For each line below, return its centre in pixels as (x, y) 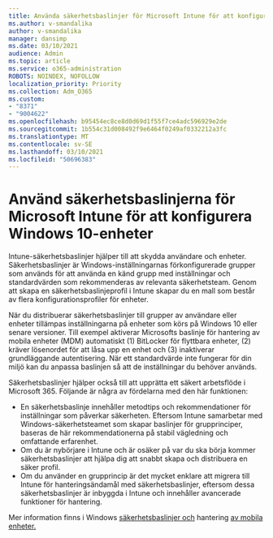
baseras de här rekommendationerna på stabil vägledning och (124, 433)
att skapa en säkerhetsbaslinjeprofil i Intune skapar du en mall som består (132, 291)
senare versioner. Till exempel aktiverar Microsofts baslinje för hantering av (134, 333)
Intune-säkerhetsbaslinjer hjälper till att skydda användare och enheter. (128, 256)
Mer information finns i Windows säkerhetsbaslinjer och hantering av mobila (136, 518)
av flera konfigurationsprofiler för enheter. (78, 299)
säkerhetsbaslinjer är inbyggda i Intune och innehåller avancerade (130, 493)
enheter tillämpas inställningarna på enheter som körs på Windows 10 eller (133, 324)
